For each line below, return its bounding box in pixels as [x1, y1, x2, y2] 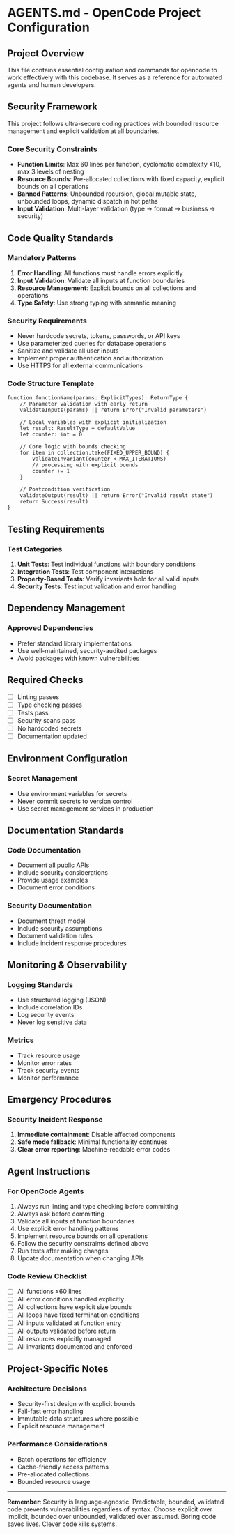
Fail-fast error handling [17, 1407, 84, 1416]
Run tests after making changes [17, 1246, 109, 1255]
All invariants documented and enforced [17, 1342, 133, 1350]
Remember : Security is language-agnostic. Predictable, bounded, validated [7, 1497, 224, 1506]
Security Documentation [7, 901, 93, 910]
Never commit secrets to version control [17, 797, 133, 805]
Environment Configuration [7, 753, 128, 765]
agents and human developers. [7, 81, 96, 89]
